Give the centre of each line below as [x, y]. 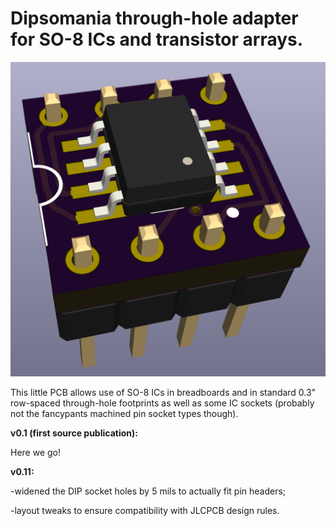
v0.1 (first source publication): [74, 433]
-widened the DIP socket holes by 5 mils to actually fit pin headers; [148, 491]
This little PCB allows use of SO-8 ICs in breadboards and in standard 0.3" [163, 392]
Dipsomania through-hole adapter [154, 18]
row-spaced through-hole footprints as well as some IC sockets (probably [162, 403]
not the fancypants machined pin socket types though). [124, 413]
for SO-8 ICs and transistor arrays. [157, 39]
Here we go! [36, 452]
